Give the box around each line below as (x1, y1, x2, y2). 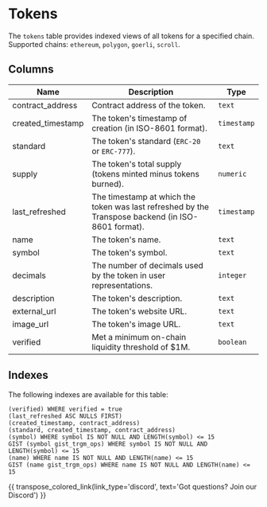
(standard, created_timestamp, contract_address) (8, 426, 176, 434)
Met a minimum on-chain (91, 331, 187, 342)
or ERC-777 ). (91, 145, 136, 156)
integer (218, 271, 247, 279)
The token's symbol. (91, 247, 168, 258)
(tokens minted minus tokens (91, 168, 200, 179)
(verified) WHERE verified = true (8, 405, 123, 413)
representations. (91, 279, 153, 291)
